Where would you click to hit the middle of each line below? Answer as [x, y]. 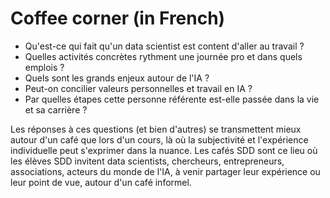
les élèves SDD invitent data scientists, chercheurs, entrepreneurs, [147, 161]
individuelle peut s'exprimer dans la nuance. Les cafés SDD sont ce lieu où [164, 150]
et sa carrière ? [56, 109]
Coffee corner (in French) [118, 18]
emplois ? [44, 67]
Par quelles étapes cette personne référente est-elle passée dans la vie [172, 99]
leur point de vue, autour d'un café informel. [101, 182]
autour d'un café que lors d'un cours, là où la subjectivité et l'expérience [159, 139]
